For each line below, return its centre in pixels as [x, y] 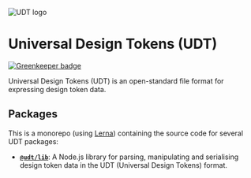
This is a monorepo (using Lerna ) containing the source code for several [126, 133]
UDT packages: [34, 141]
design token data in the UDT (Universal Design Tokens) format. [123, 165]
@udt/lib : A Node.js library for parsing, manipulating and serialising [129, 157]
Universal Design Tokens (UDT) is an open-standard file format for [116, 81]
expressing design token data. [57, 89]
